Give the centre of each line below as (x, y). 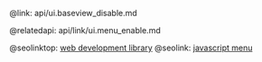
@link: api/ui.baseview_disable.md (73, 13)
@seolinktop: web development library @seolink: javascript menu (131, 48)
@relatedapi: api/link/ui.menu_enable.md (85, 30)
